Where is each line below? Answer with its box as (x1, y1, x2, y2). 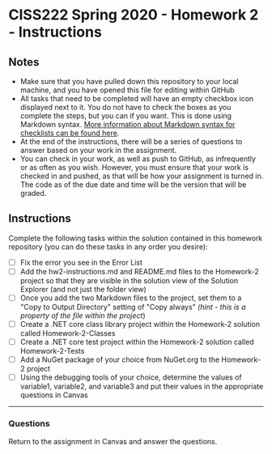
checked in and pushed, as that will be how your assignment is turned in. (19, 172, 264, 180)
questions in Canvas (19, 390, 88, 400)
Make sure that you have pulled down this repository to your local (19, 77, 239, 86)
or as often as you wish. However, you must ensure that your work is (19, 163, 249, 172)
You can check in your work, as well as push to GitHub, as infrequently (19, 154, 257, 163)
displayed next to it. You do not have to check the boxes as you (19, 103, 232, 112)
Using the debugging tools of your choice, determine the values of (19, 372, 243, 382)
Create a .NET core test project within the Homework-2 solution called (19, 337, 254, 347)
